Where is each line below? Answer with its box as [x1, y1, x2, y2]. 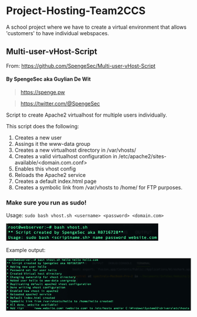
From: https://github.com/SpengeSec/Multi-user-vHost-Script [6, 62, 156, 69]
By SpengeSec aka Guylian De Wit [6, 76, 91, 83]
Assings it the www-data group [14, 140, 91, 147]
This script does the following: [6, 122, 79, 129]
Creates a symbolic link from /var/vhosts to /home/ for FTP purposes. [14, 183, 183, 191]
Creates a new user [14, 134, 62, 141]
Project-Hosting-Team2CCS [6, 4, 146, 18]
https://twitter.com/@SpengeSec [20, 100, 100, 107]
